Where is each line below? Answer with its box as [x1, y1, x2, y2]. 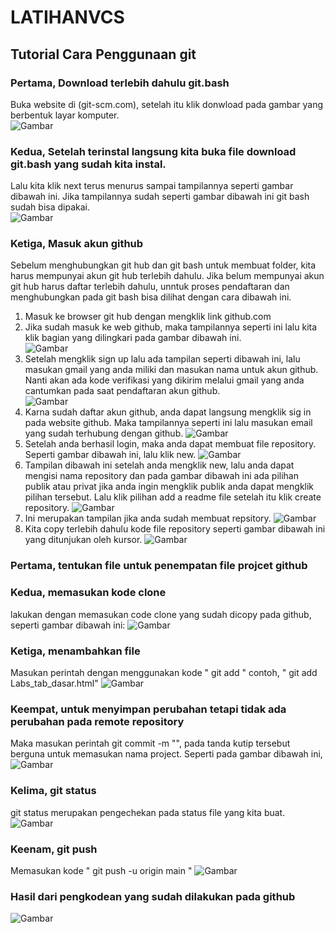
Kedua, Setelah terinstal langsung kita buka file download [10, 144, 297, 158]
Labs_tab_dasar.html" [10, 677, 99, 689]
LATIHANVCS [10, 6, 125, 29]
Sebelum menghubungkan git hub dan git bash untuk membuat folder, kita [10, 259, 317, 271]
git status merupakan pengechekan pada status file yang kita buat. [10, 806, 286, 818]
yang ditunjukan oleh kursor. [24, 534, 143, 546]
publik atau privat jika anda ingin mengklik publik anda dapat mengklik [24, 481, 315, 493]
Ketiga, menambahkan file [10, 644, 141, 658]
